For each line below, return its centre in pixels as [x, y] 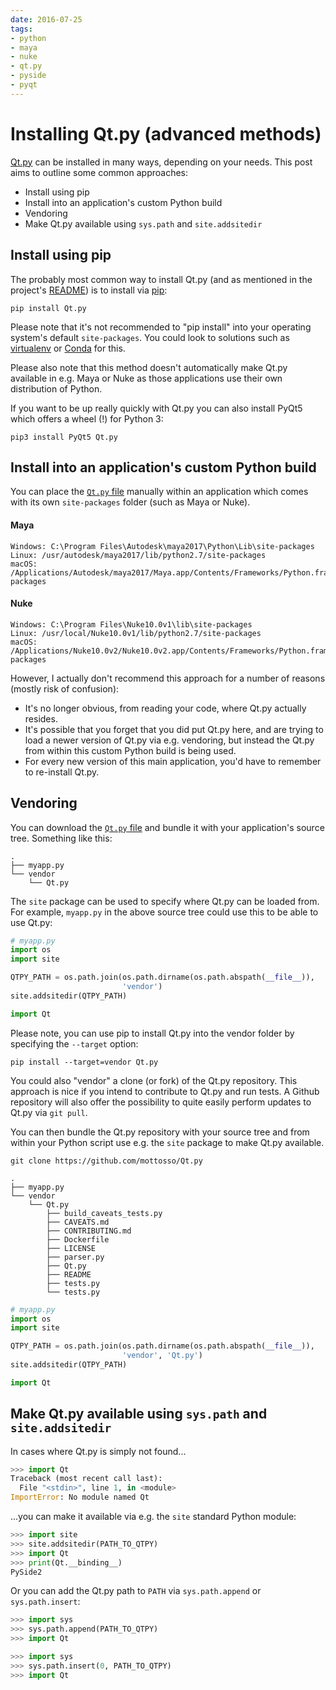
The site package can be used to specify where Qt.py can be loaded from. [165, 901]
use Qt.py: [31, 922]
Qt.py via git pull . [49, 1112]
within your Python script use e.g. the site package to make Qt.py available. [167, 1142]
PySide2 [26, 1572]
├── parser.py [75, 1257]
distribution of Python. [56, 388]
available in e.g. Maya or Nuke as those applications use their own [146, 378]
